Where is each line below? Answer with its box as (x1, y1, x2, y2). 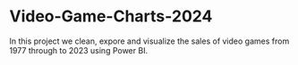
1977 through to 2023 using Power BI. (9, 45, 149, 55)
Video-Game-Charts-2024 (9, 6, 213, 27)
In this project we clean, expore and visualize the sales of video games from (9, 36, 290, 46)
